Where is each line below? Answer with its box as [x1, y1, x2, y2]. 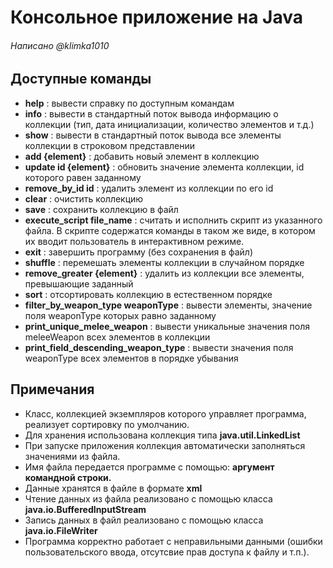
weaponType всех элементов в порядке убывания [24, 352, 239, 364]
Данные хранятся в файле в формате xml [24, 482, 203, 494]
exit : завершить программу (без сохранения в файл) [24, 246, 254, 258]
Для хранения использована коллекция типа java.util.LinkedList [24, 429, 301, 441]
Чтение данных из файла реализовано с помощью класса [24, 492, 273, 505]
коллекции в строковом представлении [24, 139, 196, 151]
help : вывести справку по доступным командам [24, 97, 235, 109]
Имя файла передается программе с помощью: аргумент [24, 461, 275, 473]
